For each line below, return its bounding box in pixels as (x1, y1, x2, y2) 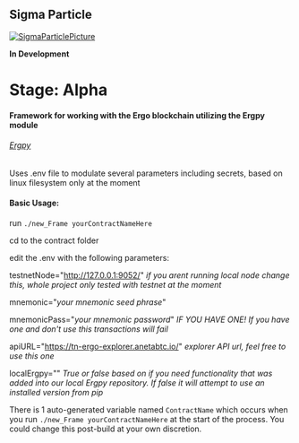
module (9, 119, 38, 130)
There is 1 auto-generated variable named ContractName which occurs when (9, 404, 288, 415)
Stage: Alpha (9, 80, 108, 100)
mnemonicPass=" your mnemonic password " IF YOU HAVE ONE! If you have (9, 314, 290, 325)
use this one (9, 351, 55, 361)
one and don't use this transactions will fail (9, 324, 168, 334)
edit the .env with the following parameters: (9, 253, 170, 263)
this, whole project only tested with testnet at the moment (9, 280, 222, 290)
